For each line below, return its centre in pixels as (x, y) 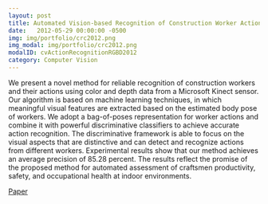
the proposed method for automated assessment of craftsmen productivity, (132, 167)
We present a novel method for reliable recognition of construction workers (132, 82)
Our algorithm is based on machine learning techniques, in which (115, 100)
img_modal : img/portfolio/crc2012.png (73, 45)
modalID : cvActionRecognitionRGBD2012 (73, 53)
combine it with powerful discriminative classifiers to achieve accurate (124, 125)
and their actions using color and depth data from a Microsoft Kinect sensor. (134, 91)
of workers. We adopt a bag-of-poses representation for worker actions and (134, 116)
